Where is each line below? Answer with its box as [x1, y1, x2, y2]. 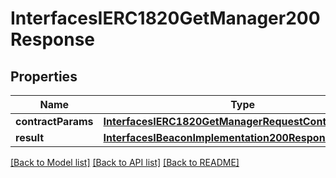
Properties [10, 68, 78, 85]
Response [10, 28, 96, 51]
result [15, 131, 45, 144]
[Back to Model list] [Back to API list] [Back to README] [10, 157, 240, 168]
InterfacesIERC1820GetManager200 [10, 7, 321, 30]
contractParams [15, 115, 94, 128]
